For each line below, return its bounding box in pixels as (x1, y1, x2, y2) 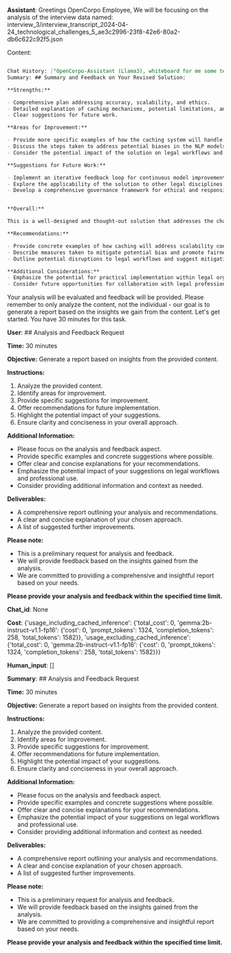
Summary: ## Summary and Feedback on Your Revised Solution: (7, 74, 186, 81)
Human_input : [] (7, 661, 55, 670)
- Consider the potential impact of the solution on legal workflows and (7, 149, 223, 156)
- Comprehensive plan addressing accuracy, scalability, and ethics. (7, 99, 211, 106)
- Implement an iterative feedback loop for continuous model (7, 174, 189, 181)
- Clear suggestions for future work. (7, 111, 118, 119)
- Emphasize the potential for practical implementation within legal (7, 275, 214, 281)
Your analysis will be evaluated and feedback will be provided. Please (7, 293, 204, 301)
